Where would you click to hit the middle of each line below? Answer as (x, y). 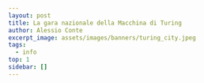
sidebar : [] (28, 67)
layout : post (30, 15)
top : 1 (19, 60)
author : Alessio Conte (45, 30)
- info (26, 52)
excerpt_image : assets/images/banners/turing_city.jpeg (102, 38)
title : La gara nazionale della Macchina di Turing (95, 23)
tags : (17, 45)
